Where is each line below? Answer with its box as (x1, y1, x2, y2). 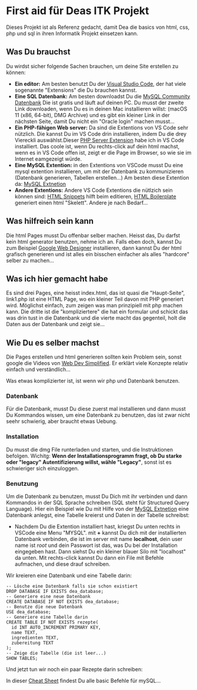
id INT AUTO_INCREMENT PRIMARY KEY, (11, 625, 101, 631)
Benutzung (6, 479, 39, 487)
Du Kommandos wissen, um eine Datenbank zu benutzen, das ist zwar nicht (6, 412, 190, 419)
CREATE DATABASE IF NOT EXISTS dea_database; (6, 599, 119, 605)
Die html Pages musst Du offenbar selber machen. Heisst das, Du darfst (6, 231, 181, 239)
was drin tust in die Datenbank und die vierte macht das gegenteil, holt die (6, 314, 186, 321)
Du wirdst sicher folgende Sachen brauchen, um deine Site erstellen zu (6, 62, 178, 69)
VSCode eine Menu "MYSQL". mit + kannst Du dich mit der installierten (14, 529, 186, 536)
